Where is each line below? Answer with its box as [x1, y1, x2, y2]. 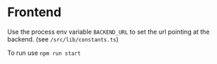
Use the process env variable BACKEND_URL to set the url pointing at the [7, 27, 210, 36]
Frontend [7, 4, 62, 20]
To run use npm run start [7, 49, 81, 57]
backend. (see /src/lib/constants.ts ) [7, 34, 119, 43]
